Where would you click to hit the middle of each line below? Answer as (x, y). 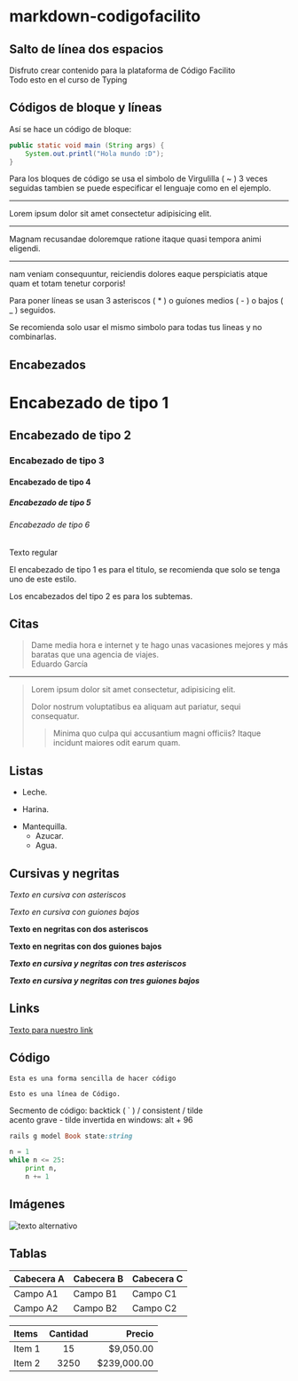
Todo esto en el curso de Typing (68, 80)
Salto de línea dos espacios (86, 49)
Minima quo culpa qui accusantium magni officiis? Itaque (157, 733)
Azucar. (49, 836)
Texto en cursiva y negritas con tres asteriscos (98, 963)
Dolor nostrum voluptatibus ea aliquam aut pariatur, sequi (136, 706)
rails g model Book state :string (71, 1136)
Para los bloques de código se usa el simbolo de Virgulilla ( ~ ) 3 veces (138, 178)
